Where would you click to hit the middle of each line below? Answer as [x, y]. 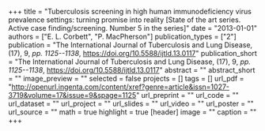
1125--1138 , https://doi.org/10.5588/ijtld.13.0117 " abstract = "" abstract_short [132, 70]
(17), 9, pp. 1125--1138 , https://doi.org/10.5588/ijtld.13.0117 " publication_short [132, 53]
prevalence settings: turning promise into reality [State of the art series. [125, 20]
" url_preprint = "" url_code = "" [187, 95]
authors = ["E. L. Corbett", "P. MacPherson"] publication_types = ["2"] [123, 36]
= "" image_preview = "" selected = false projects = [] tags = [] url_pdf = [126, 79]
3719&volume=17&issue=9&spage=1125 [72, 95]
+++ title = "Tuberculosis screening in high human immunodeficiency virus [130, 11]
